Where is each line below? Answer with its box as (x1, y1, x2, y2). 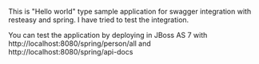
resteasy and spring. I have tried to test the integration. (8, 15, 189, 24)
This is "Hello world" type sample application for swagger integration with (8, 7, 252, 16)
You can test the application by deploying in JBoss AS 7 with (8, 31, 208, 40)
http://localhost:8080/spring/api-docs (8, 47, 133, 56)
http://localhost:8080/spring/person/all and (8, 39, 152, 48)
